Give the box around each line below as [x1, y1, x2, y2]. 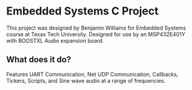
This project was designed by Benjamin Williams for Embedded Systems [6, 24, 186, 31]
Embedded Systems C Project [6, 4, 159, 18]
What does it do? [6, 54, 71, 65]
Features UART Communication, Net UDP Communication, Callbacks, [6, 71, 179, 78]
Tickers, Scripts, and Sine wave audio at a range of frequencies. [6, 77, 166, 84]
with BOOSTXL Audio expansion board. [6, 37, 104, 44]
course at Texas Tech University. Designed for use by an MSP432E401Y [6, 30, 185, 37]
